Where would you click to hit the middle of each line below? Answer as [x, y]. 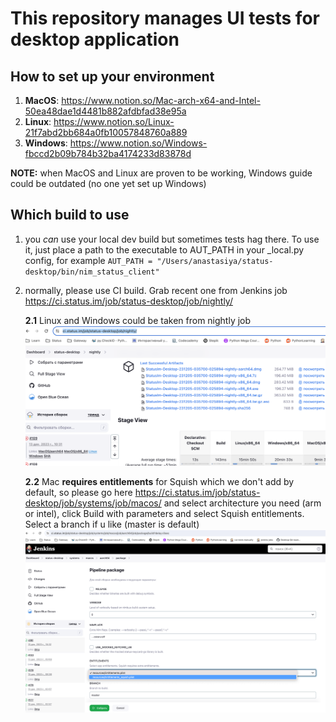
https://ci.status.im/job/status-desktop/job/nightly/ [128, 301]
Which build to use [70, 215]
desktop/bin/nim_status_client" [92, 272]
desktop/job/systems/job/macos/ [93, 503]
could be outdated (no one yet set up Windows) [108, 183]
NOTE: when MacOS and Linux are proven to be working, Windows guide [161, 173]
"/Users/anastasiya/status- [215, 261]
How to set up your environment [112, 76]
